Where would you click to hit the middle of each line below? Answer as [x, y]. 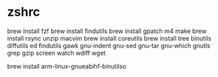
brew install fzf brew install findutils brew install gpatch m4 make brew [107, 31]
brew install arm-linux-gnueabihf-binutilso [67, 66]
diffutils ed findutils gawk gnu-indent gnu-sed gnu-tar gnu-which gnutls [109, 45]
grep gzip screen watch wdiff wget [56, 53]
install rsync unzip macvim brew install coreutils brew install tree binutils [109, 38]
